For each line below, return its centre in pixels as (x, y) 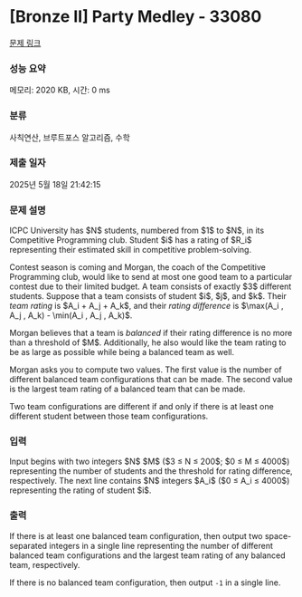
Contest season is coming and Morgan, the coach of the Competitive (138, 267)
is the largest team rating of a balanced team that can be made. (127, 389)
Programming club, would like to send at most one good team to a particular (151, 277)
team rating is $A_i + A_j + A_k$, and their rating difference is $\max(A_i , (146, 306)
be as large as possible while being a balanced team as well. (122, 352)
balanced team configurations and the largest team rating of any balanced (148, 555)
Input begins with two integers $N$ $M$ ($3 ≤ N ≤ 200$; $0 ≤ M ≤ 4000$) (150, 462)
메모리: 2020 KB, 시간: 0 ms (60, 90)
